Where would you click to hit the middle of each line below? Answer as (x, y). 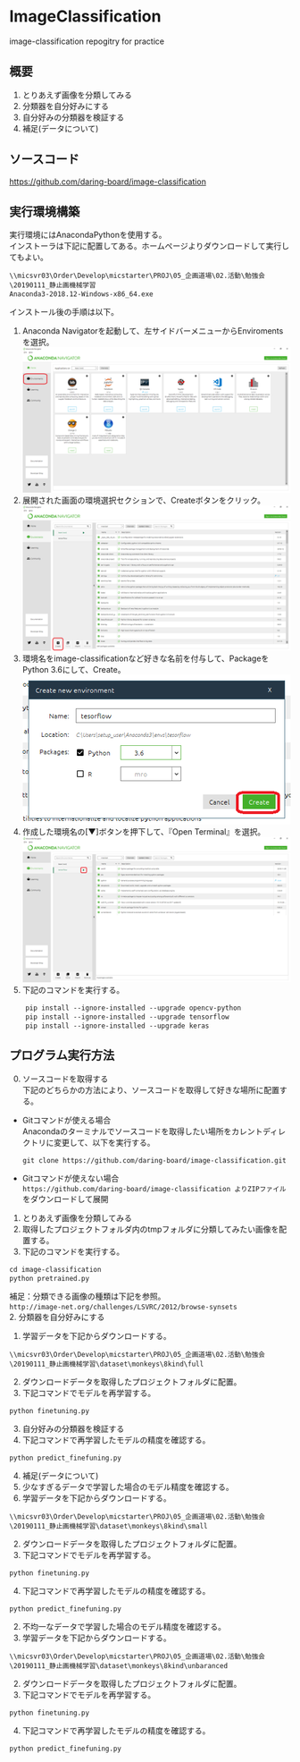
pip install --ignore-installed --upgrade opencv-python (133, 1008)
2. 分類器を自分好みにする (57, 1317)
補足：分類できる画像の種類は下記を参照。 (87, 1296)
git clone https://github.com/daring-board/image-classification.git (154, 1160)
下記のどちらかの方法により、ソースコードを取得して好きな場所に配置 (150, 1089)
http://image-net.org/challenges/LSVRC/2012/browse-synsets (124, 1307)
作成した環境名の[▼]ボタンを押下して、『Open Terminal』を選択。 (144, 831)
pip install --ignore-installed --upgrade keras (117, 1026)
